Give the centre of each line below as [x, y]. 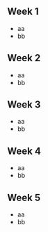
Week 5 [24, 197]
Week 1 [23, 12]
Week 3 [24, 105]
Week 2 [24, 58]
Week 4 [24, 151]
